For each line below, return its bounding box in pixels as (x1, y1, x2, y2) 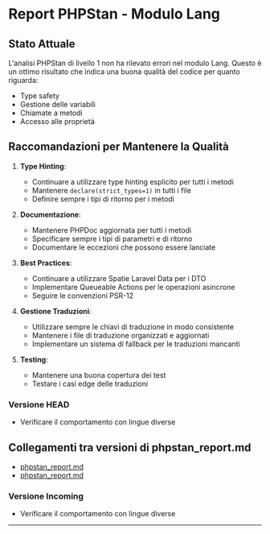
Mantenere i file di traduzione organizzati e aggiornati (31, 330, 210, 340)
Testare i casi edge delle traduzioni (31, 379, 149, 388)
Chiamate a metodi (19, 108, 83, 118)
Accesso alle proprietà (19, 117, 95, 126)
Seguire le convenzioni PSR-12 (31, 291, 134, 300)
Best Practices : (19, 258, 72, 267)
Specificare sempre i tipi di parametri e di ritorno (31, 234, 193, 243)
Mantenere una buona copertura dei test (31, 370, 166, 379)
